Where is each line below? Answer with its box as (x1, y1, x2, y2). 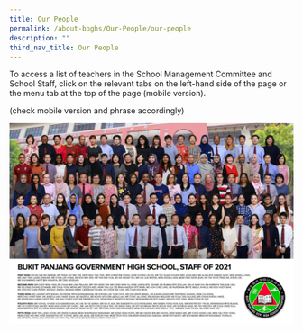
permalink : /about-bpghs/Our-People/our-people (9, 23, 192, 33)
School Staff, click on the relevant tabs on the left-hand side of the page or (9, 78, 287, 89)
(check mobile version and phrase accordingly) (9, 105, 185, 116)
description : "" (9, 33, 70, 42)
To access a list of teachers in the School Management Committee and (9, 68, 272, 80)
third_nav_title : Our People (9, 43, 119, 52)
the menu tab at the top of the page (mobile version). (9, 88, 207, 99)
